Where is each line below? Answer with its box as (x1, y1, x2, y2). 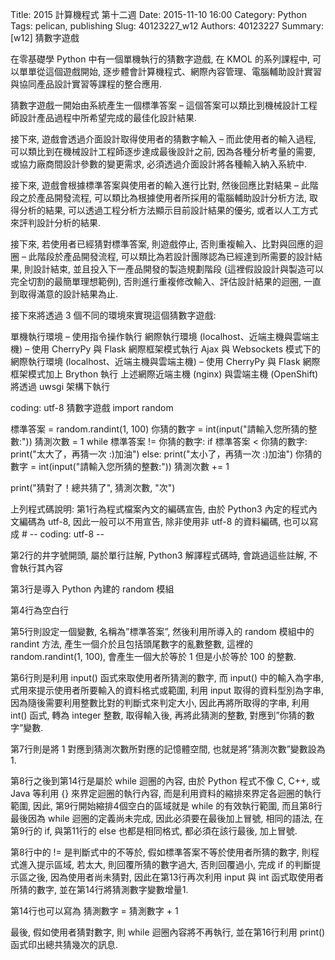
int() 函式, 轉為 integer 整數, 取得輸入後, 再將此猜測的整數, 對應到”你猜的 (10, 709, 307, 721)
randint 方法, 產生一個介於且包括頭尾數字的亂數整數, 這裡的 (10, 638, 254, 650)
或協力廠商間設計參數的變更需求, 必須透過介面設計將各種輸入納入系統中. (10, 158, 308, 170)
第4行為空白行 (10, 604, 70, 616)
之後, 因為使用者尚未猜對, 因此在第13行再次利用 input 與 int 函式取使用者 (27, 871, 325, 883)
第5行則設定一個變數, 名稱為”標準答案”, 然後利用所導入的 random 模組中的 (10, 626, 315, 637)
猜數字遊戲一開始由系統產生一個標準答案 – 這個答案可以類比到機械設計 (10, 99, 300, 111)
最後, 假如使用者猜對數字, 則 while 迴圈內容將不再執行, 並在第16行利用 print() (10, 926, 326, 938)
